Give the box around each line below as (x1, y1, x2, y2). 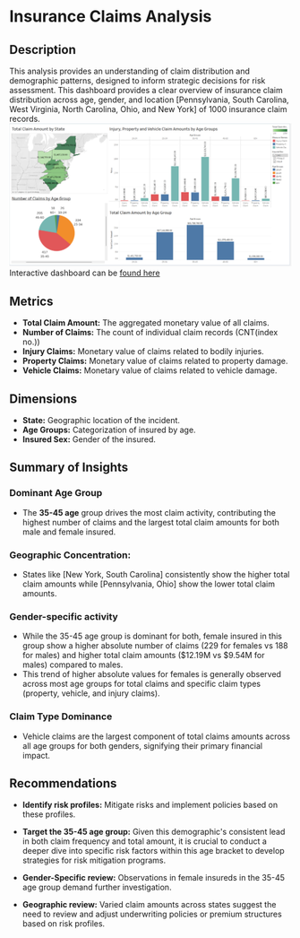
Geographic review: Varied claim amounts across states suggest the (21, 899, 277, 910)
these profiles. (21, 809, 76, 820)
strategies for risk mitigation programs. (21, 855, 167, 866)
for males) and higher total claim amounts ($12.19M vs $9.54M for (21, 650, 265, 661)
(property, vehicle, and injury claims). (21, 688, 160, 699)
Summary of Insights (9, 460, 129, 475)
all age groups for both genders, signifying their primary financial (21, 740, 262, 751)
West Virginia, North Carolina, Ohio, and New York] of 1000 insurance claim (9, 104, 287, 114)
